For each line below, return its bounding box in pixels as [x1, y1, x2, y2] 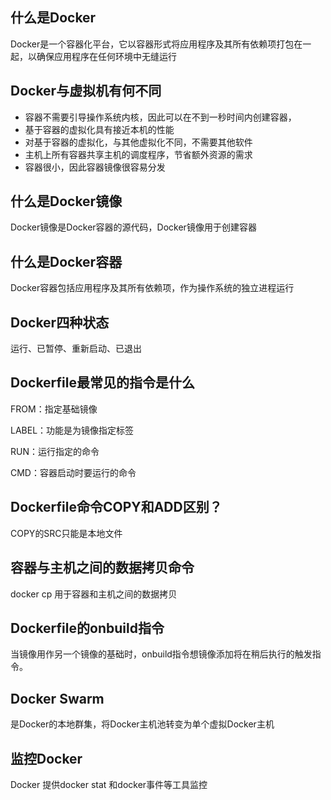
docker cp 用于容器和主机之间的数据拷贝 [10, 588, 178, 600]
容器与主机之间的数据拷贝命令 [10, 559, 195, 577]
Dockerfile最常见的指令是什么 [10, 374, 196, 392]
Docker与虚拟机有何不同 [10, 83, 162, 100]
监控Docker [10, 750, 83, 767]
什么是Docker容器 [10, 253, 123, 270]
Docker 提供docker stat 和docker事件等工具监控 [10, 778, 208, 790]
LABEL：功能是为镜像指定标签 [10, 424, 135, 436]
